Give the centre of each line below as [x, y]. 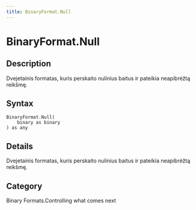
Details [20, 146]
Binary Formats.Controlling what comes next [61, 201]
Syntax [20, 104]
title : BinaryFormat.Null [38, 12]
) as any [17, 128]
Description [29, 64]
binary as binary [39, 123]
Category [24, 186]
